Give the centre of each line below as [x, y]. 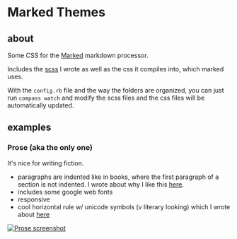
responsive [34, 199]
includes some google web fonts [65, 192]
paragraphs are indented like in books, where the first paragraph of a [118, 177]
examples [29, 128]
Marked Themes [57, 12]
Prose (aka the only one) [50, 148]
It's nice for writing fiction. [46, 163]
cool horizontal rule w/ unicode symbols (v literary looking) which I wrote [124, 206]
